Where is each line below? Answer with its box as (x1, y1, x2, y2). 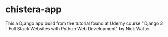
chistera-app (5, 4, 62, 15)
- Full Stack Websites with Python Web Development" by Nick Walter (5, 25, 150, 31)
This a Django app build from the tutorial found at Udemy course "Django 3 (5, 20, 163, 26)
